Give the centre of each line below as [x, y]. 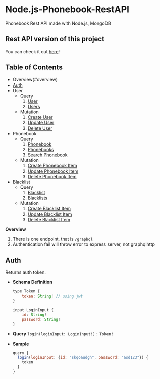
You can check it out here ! [33, 51]
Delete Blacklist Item [49, 219]
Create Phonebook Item [52, 165]
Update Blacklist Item [50, 214]
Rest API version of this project [55, 39]
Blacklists [38, 198]
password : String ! [41, 319]
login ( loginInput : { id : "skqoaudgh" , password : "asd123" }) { [83, 358]
